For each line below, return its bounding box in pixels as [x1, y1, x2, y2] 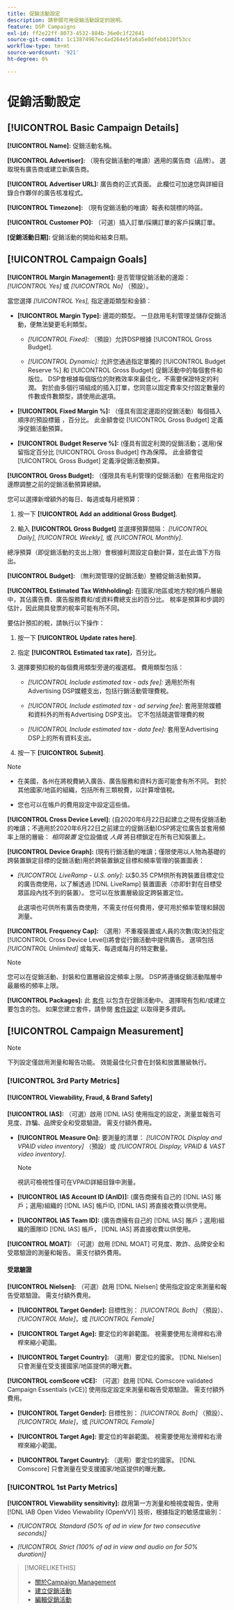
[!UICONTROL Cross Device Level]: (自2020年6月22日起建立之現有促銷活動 [7, 815, 226, 823]
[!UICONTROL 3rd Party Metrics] [7, 1076, 120, 1086]
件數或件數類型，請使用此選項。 [27, 392, 120, 400]
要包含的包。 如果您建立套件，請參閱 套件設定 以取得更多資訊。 [7, 1005, 189, 1013]
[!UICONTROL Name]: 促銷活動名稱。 [7, 141, 116, 150]
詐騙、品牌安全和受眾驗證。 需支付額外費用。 [25, 1118, 155, 1127]
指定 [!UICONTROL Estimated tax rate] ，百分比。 [17, 648, 160, 656]
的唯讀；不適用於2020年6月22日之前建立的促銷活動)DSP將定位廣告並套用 [7, 823, 219, 832]
